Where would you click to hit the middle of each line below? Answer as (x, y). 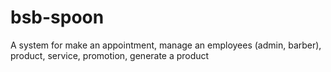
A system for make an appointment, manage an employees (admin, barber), (166, 45)
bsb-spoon (57, 17)
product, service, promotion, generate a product (110, 55)
